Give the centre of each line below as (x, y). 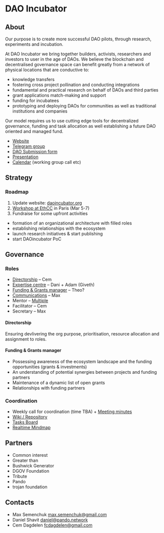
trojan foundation (30, 487)
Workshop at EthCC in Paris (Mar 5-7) (51, 208)
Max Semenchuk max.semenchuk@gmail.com (59, 514)
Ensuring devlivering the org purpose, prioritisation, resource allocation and (82, 333)
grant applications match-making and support (59, 95)
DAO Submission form (35, 152)
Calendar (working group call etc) (47, 162)
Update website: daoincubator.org (47, 203)
